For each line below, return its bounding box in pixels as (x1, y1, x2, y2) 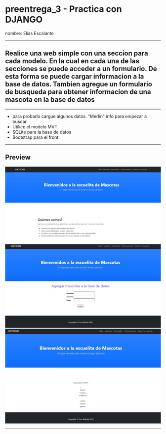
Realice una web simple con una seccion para (5, 49, 148, 58)
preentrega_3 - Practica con (5, 3, 122, 15)
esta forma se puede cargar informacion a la (5, 73, 144, 81)
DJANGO (5, 14, 43, 25)
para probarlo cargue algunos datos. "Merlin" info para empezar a (12, 113, 147, 119)
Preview (5, 153, 31, 161)
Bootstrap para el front (12, 134, 59, 140)
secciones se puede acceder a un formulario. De (5, 65, 157, 73)
